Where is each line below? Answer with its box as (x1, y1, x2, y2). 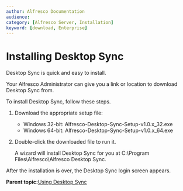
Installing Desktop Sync (6, 50, 124, 63)
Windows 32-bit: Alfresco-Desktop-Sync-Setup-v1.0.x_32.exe (23, 121, 173, 128)
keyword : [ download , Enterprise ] (6, 25, 88, 31)
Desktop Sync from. (6, 87, 54, 94)
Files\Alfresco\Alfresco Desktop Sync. (14, 156, 106, 163)
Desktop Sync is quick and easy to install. (6, 70, 106, 77)
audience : (6, 14, 30, 20)
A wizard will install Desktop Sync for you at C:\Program (14, 150, 150, 157)
